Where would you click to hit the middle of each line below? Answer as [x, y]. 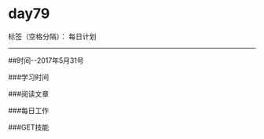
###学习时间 [29, 77]
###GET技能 [29, 127]
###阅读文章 [29, 93]
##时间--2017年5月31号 [46, 60]
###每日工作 [29, 110]
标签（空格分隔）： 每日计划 [52, 36]
